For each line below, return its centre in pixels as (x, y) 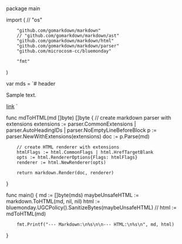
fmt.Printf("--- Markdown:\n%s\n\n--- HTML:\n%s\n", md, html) (96, 225)
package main (23, 9)
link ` (12, 106)
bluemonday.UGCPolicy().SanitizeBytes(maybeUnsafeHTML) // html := (92, 207)
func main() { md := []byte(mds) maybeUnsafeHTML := (73, 195)
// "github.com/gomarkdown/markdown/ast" (68, 36)
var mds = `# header (31, 84)
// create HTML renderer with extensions (68, 147)
